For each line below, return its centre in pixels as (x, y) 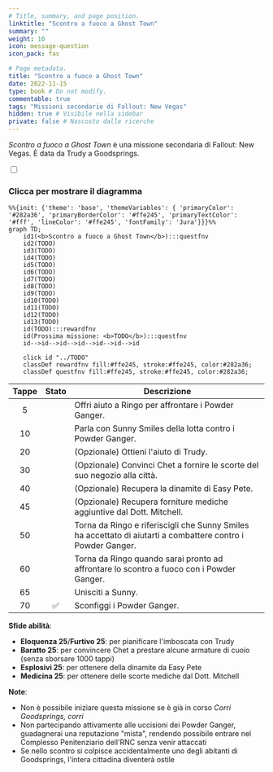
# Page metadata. (38, 69)
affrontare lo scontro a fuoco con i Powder (155, 569)
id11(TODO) (41, 308)
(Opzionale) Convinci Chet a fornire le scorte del (167, 465)
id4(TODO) (40, 258)
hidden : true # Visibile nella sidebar (76, 114)
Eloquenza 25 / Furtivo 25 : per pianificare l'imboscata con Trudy (127, 642)
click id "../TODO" (56, 358)
